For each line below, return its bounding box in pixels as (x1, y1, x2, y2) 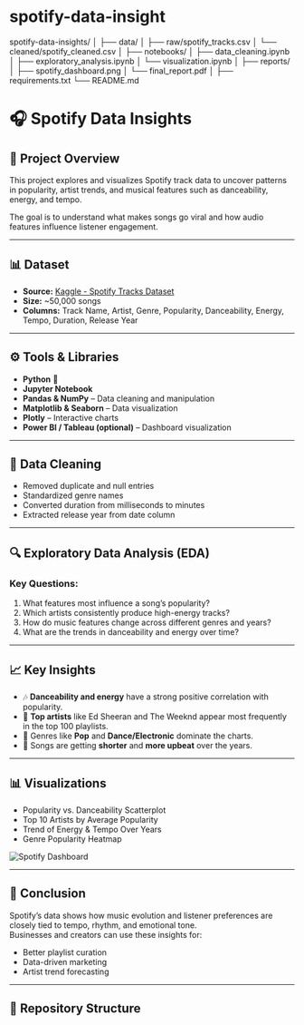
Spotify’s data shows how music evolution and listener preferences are (9, 910, 273, 921)
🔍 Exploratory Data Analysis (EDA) (9, 545, 210, 561)
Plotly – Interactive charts (22, 412, 119, 423)
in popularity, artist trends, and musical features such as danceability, (9, 184, 269, 195)
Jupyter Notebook (22, 383, 93, 394)
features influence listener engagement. (9, 220, 158, 232)
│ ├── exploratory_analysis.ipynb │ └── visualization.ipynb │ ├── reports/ (9, 55, 291, 66)
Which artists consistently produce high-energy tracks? (22, 608, 231, 619)
